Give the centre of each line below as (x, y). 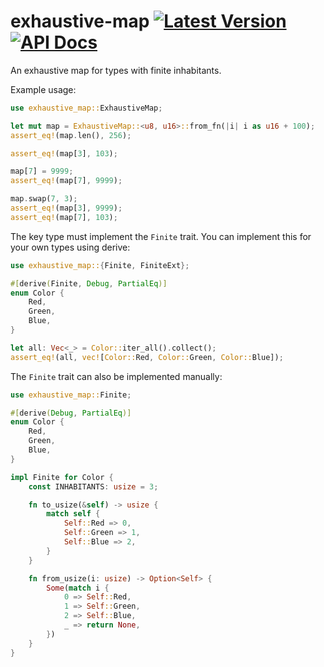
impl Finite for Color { (62, 477)
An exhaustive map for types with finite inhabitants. (116, 70)
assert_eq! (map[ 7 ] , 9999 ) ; (66, 181)
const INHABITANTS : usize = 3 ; (93, 486)
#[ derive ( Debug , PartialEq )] (71, 413)
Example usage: (43, 89)
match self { (73, 514)
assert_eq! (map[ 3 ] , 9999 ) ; (66, 208)
